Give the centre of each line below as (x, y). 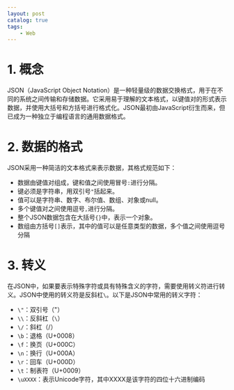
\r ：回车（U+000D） (48, 362)
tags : (15, 26)
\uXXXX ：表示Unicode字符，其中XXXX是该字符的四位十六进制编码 (111, 380)
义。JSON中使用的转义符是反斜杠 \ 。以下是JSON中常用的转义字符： (105, 295)
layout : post (26, 14)
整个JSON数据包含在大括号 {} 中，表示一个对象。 (87, 217)
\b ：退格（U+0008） (48, 336)
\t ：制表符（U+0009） (51, 370)
